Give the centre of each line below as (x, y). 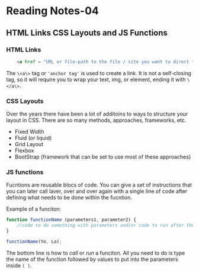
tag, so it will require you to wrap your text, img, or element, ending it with (96, 79)
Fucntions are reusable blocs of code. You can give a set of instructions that (99, 185)
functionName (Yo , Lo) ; (34, 241)
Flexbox (24, 151)
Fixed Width (29, 132)
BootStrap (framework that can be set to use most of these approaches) (103, 157)
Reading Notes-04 (53, 11)
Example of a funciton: (33, 209)
